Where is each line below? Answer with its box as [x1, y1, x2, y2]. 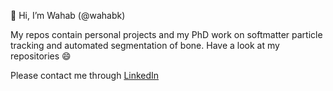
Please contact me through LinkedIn [10, 70, 160, 81]
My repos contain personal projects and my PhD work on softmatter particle [10, 29, 323, 40]
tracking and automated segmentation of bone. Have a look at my [10, 40, 280, 51]
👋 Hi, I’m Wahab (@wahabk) [10, 10, 126, 21]
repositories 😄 [10, 50, 72, 62]
